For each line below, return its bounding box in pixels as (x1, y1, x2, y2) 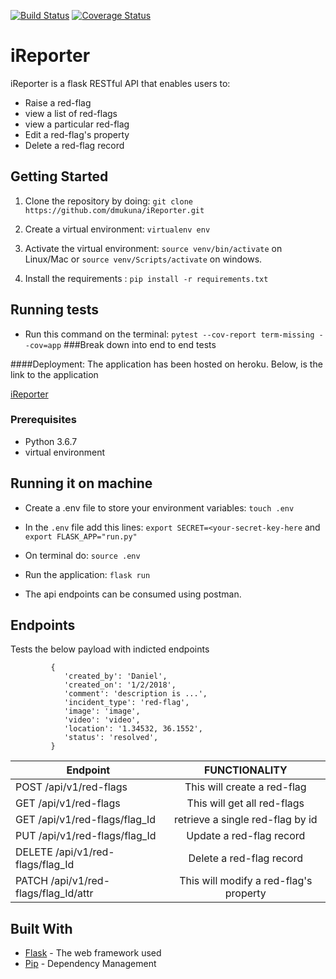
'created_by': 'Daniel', (63, 671, 168, 682)
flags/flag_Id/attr (15, 886, 94, 900)
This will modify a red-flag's (179, 874, 313, 888)
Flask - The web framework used (24, 947, 162, 959)
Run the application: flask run (24, 568, 151, 580)
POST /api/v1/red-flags (15, 780, 128, 794)
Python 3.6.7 (24, 435, 78, 447)
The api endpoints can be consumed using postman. (24, 588, 242, 600)
